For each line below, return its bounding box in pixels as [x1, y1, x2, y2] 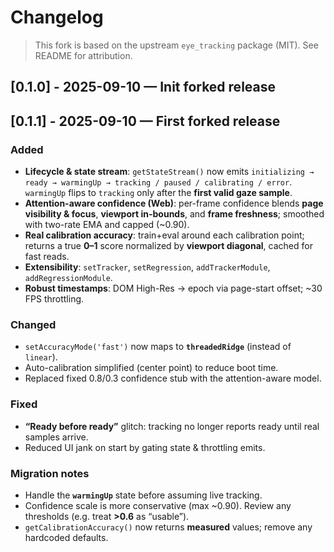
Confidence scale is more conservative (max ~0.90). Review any [24, 499, 292, 511]
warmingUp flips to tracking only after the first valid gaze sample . [24, 187, 293, 199]
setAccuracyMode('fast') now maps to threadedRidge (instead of [24, 341, 292, 353]
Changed [10, 317, 57, 331]
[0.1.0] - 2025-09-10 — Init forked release [10, 79, 276, 96]
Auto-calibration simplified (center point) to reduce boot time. [24, 362, 279, 374]
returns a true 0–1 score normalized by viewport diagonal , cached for [24, 240, 313, 252]
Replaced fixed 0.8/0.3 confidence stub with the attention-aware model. [24, 372, 322, 385]
